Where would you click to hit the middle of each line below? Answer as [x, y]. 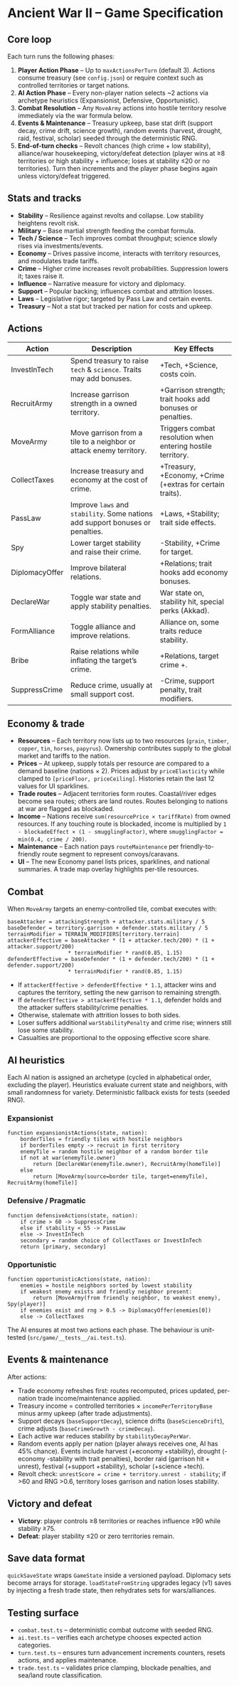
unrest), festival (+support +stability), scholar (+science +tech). [111, 1466]
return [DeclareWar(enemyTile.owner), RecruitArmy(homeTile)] [127, 1165]
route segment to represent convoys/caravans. [111, 854]
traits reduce [181, 631]
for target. [176, 551]
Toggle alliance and [103, 626]
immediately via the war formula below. [75, 116]
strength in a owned [103, 403]
